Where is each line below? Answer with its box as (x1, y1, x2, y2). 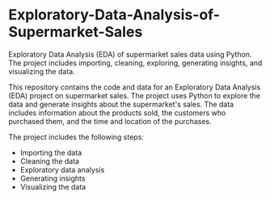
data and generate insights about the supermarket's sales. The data (8, 99, 234, 109)
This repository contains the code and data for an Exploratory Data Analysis (8, 82, 261, 92)
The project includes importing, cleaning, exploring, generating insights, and (8, 58, 263, 68)
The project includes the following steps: (8, 131, 144, 142)
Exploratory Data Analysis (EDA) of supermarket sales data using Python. (8, 49, 252, 59)
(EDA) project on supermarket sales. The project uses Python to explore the (8, 90, 261, 100)
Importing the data (19, 148, 82, 157)
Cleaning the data (19, 156, 79, 166)
